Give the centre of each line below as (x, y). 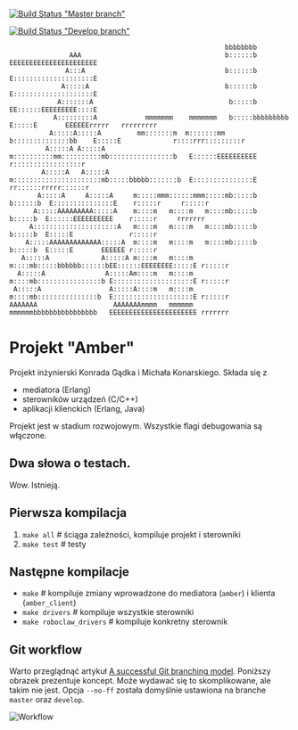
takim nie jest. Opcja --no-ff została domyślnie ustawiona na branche (137, 690)
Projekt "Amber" (72, 348)
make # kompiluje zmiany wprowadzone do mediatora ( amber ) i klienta (149, 594)
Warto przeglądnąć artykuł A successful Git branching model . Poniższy (140, 671)
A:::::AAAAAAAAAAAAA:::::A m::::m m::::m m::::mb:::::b (141, 242)
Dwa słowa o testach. (70, 463)
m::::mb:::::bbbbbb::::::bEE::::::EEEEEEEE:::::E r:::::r (119, 266)
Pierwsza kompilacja (68, 513)
